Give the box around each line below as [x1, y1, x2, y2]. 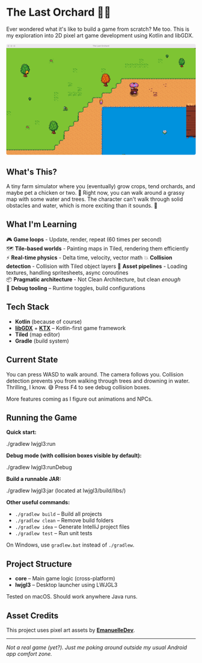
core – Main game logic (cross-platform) [14, 575, 115, 582]
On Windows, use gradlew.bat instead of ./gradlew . [6, 541, 135, 548]
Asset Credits [6, 611, 59, 621]
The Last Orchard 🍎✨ [6, 5, 111, 19]
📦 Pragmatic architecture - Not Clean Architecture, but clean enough [6, 276, 181, 283]
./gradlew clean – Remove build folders [14, 517, 114, 524]
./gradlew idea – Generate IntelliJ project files [14, 523, 130, 530]
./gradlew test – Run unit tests [14, 530, 93, 537]
